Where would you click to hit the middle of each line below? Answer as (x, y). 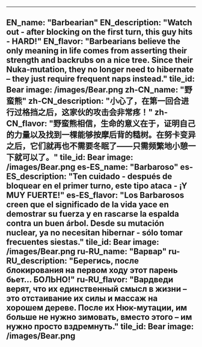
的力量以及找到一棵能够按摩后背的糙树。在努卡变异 (101, 135)
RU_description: (37, 261)
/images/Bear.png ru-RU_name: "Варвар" (87, 252)
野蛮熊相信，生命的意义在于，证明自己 (124, 124)
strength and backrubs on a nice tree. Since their (100, 60)
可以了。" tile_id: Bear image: (78, 158)
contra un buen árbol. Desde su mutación (85, 224)
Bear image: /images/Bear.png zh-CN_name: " (95, 90)
